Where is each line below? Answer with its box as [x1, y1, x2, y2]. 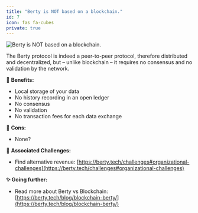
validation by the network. [6, 65, 70, 72]
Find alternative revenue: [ [14, 158, 79, 165]
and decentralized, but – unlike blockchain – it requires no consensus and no [6, 59, 193, 66]
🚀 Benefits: [6, 76, 34, 84]
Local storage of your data [14, 88, 80, 95]
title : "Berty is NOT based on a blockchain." [6, 8, 123, 15]
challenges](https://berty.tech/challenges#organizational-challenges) [14, 165, 184, 172]
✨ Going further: [6, 176, 48, 183]
